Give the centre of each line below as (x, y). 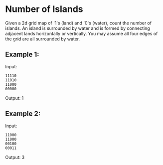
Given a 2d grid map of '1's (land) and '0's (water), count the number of (79, 23)
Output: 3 (15, 157)
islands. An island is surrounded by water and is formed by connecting (78, 28)
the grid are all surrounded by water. (43, 39)
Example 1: (22, 55)
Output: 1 (14, 98)
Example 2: (23, 114)
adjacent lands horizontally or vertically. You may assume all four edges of (81, 33)
